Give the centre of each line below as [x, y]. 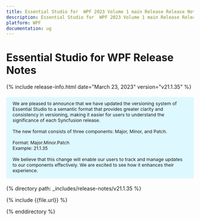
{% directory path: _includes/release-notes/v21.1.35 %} [74, 189]
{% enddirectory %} [31, 211]
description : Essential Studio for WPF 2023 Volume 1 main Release [93, 17]
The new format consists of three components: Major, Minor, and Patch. [90, 131]
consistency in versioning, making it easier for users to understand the [89, 115]
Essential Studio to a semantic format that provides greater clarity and [88, 109]
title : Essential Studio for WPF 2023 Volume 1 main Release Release [96, 12]
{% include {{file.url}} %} [37, 200]
